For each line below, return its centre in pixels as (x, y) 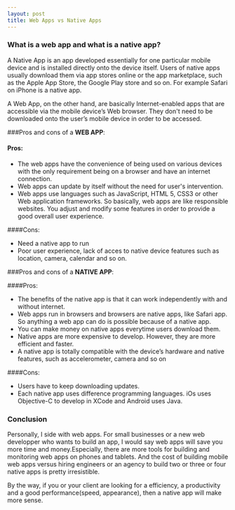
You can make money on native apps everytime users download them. (119, 329)
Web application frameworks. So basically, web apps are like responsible (123, 201)
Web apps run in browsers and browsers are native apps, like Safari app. (122, 314)
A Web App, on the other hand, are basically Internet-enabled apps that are (116, 103)
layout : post (26, 14)
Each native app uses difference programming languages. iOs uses (114, 393)
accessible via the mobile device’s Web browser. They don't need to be (110, 111)
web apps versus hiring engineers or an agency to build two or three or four (117, 464)
